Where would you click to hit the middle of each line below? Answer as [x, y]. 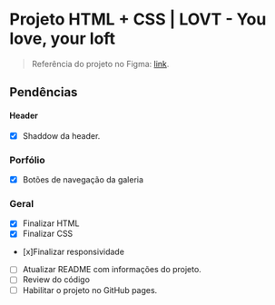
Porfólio [27, 160]
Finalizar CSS [48, 234]
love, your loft [63, 39]
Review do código [56, 280]
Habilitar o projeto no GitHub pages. [90, 290]
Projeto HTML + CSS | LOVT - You [138, 20]
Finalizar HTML [51, 223]
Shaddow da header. [61, 135]
